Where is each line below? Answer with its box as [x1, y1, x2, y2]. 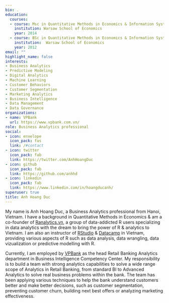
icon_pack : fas [10, 138, 42, 143]
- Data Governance [5, 106, 44, 111]
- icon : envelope [5, 134, 42, 139]
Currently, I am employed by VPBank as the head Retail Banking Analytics [5, 250, 158, 256]
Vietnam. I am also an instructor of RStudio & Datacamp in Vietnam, [5, 230, 145, 236]
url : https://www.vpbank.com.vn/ [10, 119, 80, 125]
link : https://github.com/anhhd [10, 171, 78, 176]
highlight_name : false [5, 54, 53, 59]
